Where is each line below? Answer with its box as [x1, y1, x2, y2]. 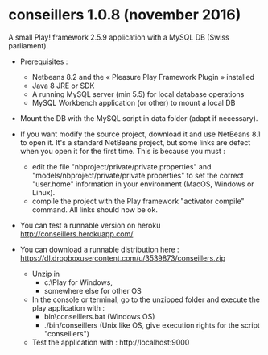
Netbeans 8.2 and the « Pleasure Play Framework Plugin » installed [31, 72, 255, 81]
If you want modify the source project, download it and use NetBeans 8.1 [19, 129, 261, 139]
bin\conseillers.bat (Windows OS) [43, 311, 155, 321]
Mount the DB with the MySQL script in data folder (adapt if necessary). [19, 113, 258, 123]
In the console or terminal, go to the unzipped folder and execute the [31, 294, 260, 304]
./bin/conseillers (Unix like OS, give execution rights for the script [43, 320, 260, 330]
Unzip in [31, 269, 60, 278]
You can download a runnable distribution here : [19, 244, 179, 254]
